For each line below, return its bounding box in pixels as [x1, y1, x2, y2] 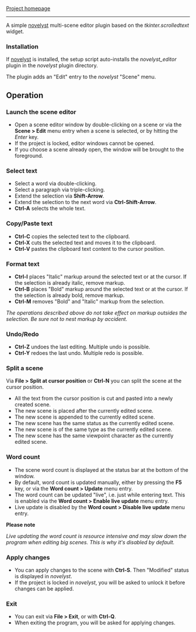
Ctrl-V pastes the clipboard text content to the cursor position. [14, 245, 165, 252]
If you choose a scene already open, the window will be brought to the [14, 146, 184, 153]
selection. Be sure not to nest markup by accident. [6, 315, 128, 322]
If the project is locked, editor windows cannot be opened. [14, 140, 155, 147]
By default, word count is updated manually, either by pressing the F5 [14, 479, 182, 486]
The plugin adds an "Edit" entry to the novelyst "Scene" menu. [6, 73, 156, 81]
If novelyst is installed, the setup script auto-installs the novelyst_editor [6, 56, 177, 63]
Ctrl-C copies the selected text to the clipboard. [14, 233, 130, 240]
